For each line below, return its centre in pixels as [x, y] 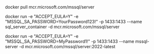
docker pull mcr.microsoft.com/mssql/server [50, 7]
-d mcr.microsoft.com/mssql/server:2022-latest [67, 46]
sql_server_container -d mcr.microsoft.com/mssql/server [62, 27]
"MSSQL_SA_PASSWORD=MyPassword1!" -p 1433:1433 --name [70, 41]
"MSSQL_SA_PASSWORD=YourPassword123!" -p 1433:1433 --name [74, 22]
